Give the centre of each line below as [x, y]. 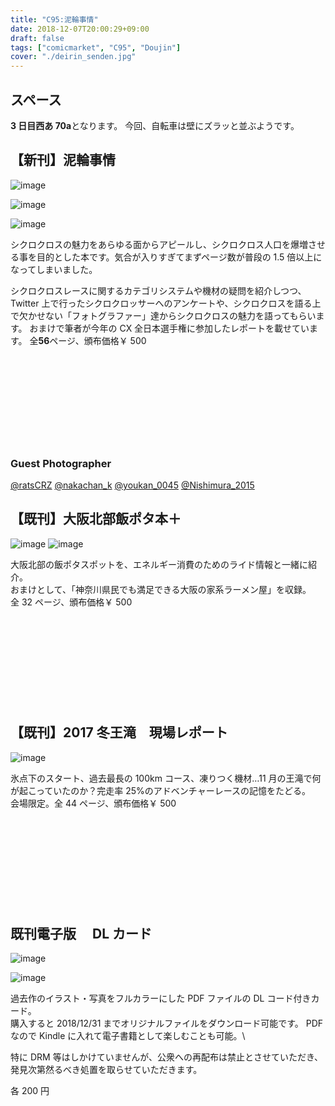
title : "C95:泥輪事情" [54, 19]
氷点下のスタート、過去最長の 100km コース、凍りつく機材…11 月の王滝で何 [166, 778]
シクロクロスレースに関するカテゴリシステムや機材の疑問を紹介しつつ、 [158, 290]
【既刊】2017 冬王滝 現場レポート [119, 732]
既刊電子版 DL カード [81, 934]
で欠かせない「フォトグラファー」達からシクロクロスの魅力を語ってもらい [163, 315]
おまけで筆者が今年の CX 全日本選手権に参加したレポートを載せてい [169, 328]
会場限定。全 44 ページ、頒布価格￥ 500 [93, 803]
